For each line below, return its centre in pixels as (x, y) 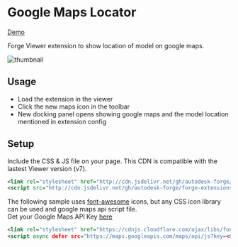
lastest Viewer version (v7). (47, 168)
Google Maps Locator (72, 12)
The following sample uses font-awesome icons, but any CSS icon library (114, 202)
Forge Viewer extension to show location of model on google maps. (106, 45)
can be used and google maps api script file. (72, 209)
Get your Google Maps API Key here (60, 216)
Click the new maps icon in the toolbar (73, 106)
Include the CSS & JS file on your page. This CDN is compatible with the (113, 161)
